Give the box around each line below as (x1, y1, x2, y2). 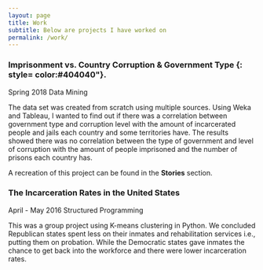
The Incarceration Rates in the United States (8, 187, 181, 198)
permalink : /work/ (8, 33, 68, 42)
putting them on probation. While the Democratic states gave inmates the (8, 237, 245, 246)
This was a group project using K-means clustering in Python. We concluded (8, 220, 256, 230)
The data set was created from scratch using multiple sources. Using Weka (8, 102, 251, 112)
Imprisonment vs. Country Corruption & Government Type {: (8, 60, 243, 71)
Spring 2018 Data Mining (8, 87, 88, 97)
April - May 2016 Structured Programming (8, 205, 144, 215)
